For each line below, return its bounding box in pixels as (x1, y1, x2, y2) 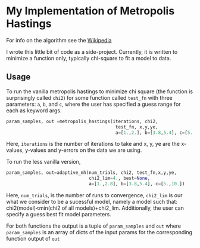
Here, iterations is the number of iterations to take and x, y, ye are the (6, 140, 180, 148)
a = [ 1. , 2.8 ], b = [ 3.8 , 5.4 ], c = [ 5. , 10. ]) (88, 181, 185, 187)
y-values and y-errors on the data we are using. (24, 146, 142, 154)
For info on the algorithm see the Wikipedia (6, 36, 112, 44)
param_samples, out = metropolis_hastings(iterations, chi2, (6, 118, 159, 124)
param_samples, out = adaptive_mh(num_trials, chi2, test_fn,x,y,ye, (6, 170, 177, 176)
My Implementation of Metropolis (6, 4, 175, 18)
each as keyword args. (6, 106, 62, 114)
